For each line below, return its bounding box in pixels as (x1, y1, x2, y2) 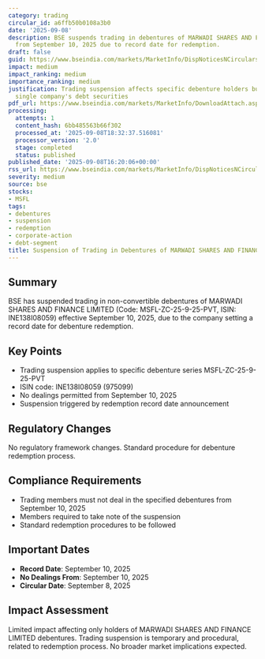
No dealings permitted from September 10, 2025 (19, 391, 177, 400)
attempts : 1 (15, 114, 55, 122)
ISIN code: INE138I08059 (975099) (19, 382, 134, 391)
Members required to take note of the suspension (19, 511, 181, 521)
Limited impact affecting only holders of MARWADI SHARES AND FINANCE (8, 624, 252, 634)
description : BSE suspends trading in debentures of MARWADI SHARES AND (8, 33, 252, 42)
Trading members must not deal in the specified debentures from (19, 495, 232, 504)
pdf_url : (8, 99, 37, 107)
